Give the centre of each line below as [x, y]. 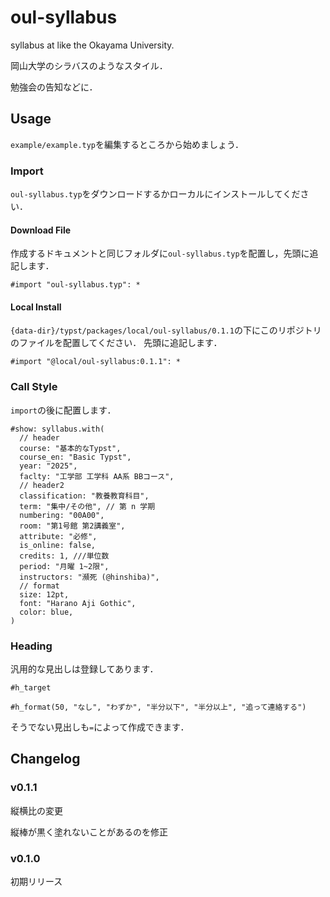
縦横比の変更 [36, 810]
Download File [41, 230]
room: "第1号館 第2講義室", [72, 526]
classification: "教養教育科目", [84, 496]
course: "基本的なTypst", [70, 448]
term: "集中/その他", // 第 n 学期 [87, 506]
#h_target [31, 688]
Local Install [36, 307]
